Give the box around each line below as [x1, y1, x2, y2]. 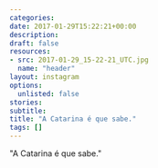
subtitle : [9, 106, 47, 115]
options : [9, 81, 43, 90]
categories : [9, 13, 55, 23]
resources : [9, 47, 51, 56]
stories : [9, 97, 43, 107]
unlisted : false [17, 89, 79, 98]
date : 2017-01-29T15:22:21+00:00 [9, 22, 137, 31]
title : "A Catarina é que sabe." [9, 114, 137, 124]
